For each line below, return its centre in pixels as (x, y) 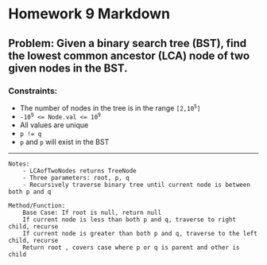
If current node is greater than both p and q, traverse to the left (140, 233)
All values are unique (54, 125)
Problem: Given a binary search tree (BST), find (128, 43)
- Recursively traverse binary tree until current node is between (136, 185)
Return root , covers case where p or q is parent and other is (131, 247)
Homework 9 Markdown (89, 14)
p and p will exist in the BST (64, 142)
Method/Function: (37, 205)
